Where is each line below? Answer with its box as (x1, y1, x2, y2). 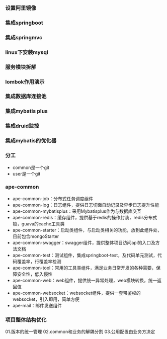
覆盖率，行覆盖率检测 (17, 258, 61, 265)
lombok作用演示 (5, 78, 45, 85)
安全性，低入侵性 (17, 271, 53, 277)
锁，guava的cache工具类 (12, 220, 65, 227)
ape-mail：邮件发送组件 (12, 302, 62, 308)
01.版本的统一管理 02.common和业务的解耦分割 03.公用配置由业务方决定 (5, 328, 155, 335)
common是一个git (12, 164, 49, 171)
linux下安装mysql (5, 49, 49, 56)
